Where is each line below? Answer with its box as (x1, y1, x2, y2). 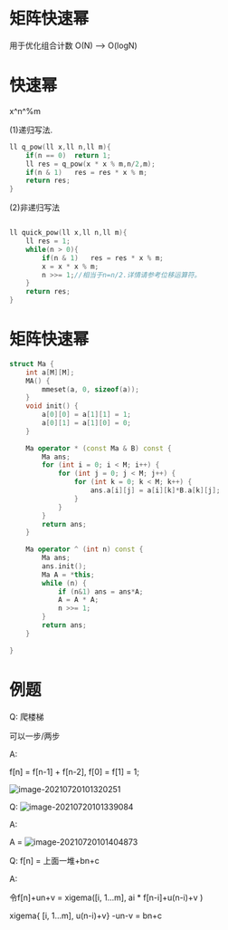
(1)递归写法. (9, 124, 52, 135)
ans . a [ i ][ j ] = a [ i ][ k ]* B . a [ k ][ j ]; (90, 486, 221, 495)
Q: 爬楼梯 (9, 711, 44, 722)
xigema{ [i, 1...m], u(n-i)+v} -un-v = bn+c (9, 910, 163, 921)
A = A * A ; (57, 596, 100, 605)
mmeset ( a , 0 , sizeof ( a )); (42, 384, 140, 394)
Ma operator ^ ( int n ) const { (25, 545, 144, 554)
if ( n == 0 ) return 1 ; (25, 150, 111, 160)
